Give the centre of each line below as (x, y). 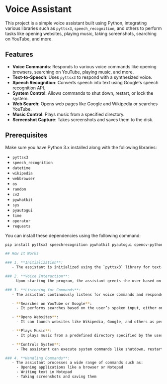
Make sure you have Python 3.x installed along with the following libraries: (81, 147)
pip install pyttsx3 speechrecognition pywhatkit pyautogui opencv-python (84, 245)
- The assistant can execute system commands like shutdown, (81, 349)
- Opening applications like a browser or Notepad (70, 368)
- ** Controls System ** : (36, 344)
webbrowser (24, 179)
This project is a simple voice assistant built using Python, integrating (76, 23)
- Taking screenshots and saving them (56, 377)
